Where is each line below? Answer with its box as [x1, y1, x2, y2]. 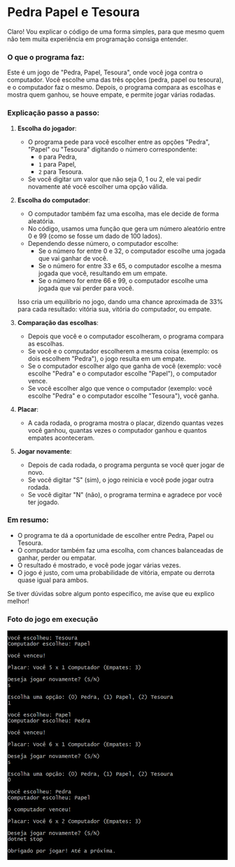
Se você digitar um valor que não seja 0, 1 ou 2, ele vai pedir [27, 174, 201, 183]
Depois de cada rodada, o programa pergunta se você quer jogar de [27, 460, 225, 469]
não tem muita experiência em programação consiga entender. [7, 34, 189, 43]
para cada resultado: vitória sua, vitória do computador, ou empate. [17, 305, 212, 313]
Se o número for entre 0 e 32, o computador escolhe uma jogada [38, 247, 226, 255]
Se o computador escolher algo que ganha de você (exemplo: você [27, 361, 222, 370]
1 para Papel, [38, 160, 77, 168]
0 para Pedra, [38, 152, 77, 161]
